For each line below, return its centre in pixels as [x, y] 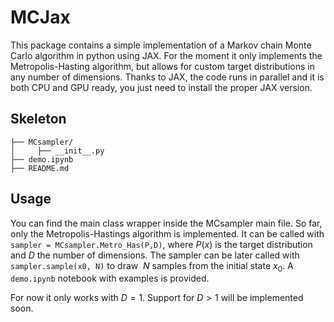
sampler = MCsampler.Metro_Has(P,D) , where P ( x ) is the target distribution [161, 244]
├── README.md [40, 168]
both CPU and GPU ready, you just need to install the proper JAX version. [161, 87]
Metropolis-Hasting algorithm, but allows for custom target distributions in [162, 66]
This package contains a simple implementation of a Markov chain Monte [161, 45]
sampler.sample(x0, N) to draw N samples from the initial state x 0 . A [152, 266]
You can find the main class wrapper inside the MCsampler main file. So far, [166, 223]
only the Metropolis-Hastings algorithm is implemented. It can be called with [167, 233]
